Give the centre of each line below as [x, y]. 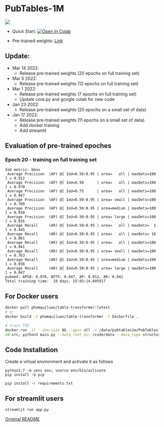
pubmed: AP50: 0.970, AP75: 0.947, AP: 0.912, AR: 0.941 [64, 277]
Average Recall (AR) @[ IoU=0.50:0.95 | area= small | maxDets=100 [82, 251]
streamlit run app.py [27, 410]
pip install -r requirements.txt [39, 383]
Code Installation [31, 350]
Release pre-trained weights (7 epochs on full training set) [78, 94]
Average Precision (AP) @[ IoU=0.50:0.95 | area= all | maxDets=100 [82, 174]
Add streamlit [33, 130]
